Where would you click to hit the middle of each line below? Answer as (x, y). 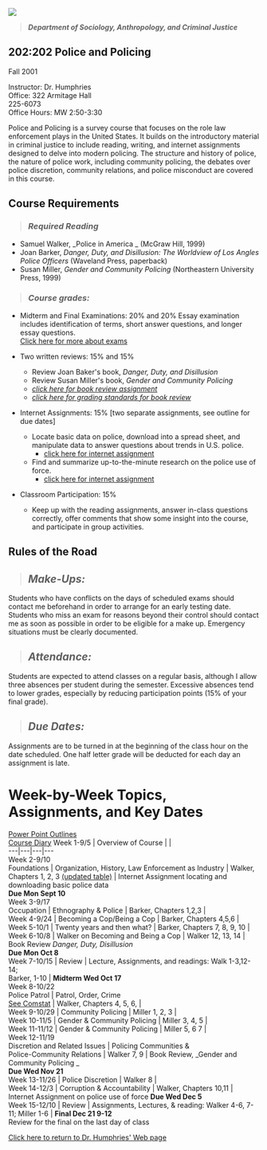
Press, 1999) (40, 277)
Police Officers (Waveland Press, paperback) (94, 261)
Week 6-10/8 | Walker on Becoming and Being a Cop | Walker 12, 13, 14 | (127, 936)
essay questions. (47, 332)
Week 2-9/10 (29, 859)
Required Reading (63, 226)
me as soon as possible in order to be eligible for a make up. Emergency (127, 623)
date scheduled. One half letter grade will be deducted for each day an (124, 754)
